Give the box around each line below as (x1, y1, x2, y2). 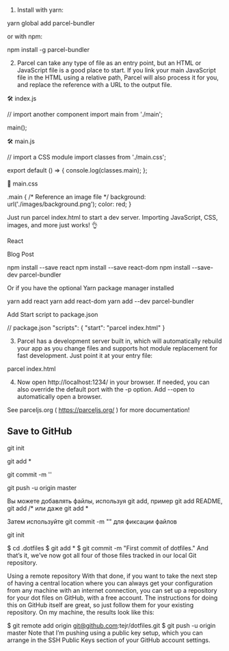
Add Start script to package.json (7, 311, 98, 318)
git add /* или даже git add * (7, 504, 89, 512)
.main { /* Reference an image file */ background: (7, 193, 146, 201)
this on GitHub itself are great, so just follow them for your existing (7, 600, 193, 609)
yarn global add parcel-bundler (7, 19, 95, 27)
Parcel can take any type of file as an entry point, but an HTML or (16, 59, 202, 67)
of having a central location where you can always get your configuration (7, 578, 213, 587)
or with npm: (7, 32, 43, 40)
